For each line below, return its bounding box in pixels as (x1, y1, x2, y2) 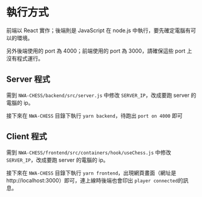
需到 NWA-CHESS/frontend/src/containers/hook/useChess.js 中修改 (6, 149, 171, 156)
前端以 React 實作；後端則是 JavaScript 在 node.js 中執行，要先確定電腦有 (6, 27, 191, 34)
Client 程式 (6, 132, 47, 142)
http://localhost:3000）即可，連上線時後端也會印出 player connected (6, 176, 178, 184)
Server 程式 (6, 74, 50, 85)
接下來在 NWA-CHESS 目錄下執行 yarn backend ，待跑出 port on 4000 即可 (6, 112, 183, 119)
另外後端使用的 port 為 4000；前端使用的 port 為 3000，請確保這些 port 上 (6, 47, 192, 55)
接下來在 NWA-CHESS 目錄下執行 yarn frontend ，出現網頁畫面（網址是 (6, 169, 177, 176)
